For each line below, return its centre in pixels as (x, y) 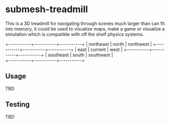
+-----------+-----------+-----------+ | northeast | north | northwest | (79, 44)
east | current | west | (100, 49)
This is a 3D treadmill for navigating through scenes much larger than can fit (85, 23)
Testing (18, 104)
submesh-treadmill (47, 9)
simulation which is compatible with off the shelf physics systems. (75, 34)
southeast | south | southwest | (80, 55)
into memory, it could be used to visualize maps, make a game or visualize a (85, 28)
